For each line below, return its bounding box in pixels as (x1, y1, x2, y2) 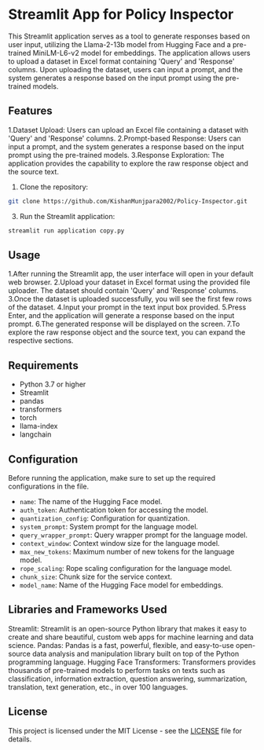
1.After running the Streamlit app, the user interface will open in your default (8, 269, 254, 279)
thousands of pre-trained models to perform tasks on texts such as (8, 665, 225, 675)
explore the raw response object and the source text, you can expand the (8, 327, 246, 337)
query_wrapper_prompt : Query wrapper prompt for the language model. (19, 530, 247, 540)
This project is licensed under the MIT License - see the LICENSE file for (8, 726, 242, 735)
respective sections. (8, 336, 74, 346)
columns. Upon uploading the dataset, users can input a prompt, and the (8, 64, 244, 74)
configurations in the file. (8, 481, 89, 491)
